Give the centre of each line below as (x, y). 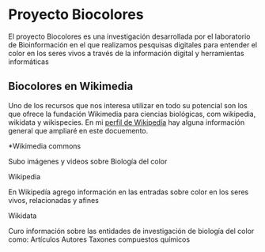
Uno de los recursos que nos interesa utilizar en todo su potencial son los (128, 105)
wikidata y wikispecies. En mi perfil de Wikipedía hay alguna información (127, 122)
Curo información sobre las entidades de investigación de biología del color (131, 231)
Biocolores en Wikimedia (71, 87)
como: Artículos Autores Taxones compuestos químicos (99, 239)
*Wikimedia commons (45, 146)
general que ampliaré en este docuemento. (78, 130)
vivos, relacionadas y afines (53, 200)
